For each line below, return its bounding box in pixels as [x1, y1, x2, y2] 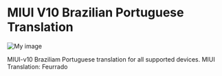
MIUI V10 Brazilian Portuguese [7, 5, 184, 21]
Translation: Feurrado [7, 62, 68, 71]
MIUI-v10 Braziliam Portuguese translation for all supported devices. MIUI [7, 55, 215, 63]
